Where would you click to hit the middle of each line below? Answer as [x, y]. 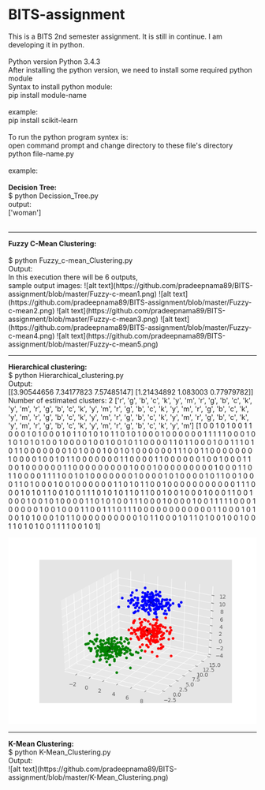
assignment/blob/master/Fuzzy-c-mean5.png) [84, 344]
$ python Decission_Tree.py [53, 196]
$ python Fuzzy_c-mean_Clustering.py [71, 260]
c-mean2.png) [32, 310]
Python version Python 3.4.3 [54, 62]
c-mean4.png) [32, 335]
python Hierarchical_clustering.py [69, 375]
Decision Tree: [32, 187]
